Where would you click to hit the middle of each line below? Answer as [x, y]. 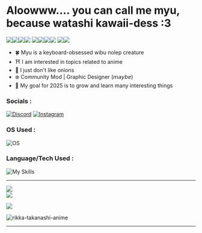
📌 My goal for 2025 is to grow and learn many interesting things [94, 85]
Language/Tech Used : [40, 158]
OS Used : [21, 130]
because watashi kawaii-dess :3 [89, 23]
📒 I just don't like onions [44, 70]
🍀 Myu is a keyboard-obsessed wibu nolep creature [79, 52]
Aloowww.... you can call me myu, [93, 11]
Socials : [19, 101]
